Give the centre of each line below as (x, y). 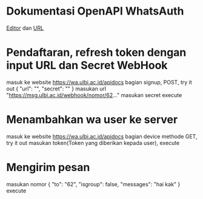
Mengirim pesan (48, 167)
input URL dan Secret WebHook (87, 66)
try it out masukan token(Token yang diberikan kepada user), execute (93, 143)
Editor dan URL (25, 28)
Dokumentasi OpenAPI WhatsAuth (95, 11)
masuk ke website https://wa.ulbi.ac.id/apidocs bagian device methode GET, (102, 136)
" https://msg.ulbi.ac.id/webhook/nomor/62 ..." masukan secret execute (94, 95)
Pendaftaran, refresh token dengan (96, 52)
